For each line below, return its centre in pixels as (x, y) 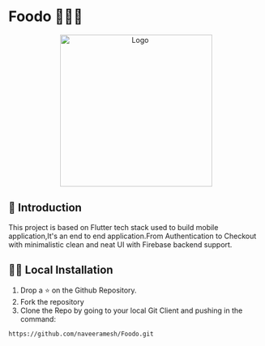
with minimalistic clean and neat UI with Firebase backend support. (120, 244)
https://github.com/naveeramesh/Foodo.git (81, 334)
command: (38, 318)
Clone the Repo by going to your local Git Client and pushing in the (131, 310)
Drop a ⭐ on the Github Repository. (78, 290)
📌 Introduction (45, 208)
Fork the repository (52, 301)
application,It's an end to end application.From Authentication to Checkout (132, 236)
